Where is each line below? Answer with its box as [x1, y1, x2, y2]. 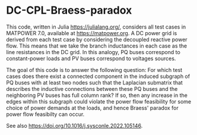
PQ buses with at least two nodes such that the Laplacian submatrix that [6, 79, 183, 86]
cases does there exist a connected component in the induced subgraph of [6, 73, 190, 80]
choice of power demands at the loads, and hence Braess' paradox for [6, 104, 179, 111]
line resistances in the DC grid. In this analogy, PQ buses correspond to [6, 48, 181, 55]
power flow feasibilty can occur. [6, 111, 85, 118]
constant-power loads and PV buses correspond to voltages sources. [6, 55, 176, 62]
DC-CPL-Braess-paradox [6, 4, 132, 17]
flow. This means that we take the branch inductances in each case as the [6, 42, 188, 49]
